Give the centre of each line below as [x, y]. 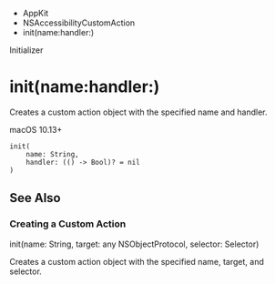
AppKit [36, 13]
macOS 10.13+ [36, 129]
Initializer [26, 50]
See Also [35, 198]
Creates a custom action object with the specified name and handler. [138, 112]
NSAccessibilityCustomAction [79, 23]
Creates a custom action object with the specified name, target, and [137, 261]
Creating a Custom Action [68, 224]
